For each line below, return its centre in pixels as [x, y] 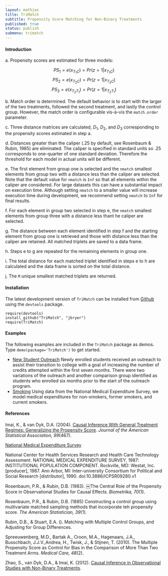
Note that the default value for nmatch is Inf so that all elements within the [81, 180]
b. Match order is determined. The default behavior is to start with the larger [83, 101]
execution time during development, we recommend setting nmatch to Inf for [84, 196]
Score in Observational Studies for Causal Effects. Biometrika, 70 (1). [75, 492]
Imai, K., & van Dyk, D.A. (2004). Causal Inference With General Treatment [82, 424]
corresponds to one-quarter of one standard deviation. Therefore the [76, 154]
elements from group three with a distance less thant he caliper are [74, 216]
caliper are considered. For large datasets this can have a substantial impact [84, 185]
